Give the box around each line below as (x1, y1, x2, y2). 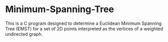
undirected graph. (5, 31, 43, 37)
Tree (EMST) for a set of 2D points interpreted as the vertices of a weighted (5, 25, 163, 31)
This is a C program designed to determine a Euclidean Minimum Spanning (5, 20, 162, 26)
